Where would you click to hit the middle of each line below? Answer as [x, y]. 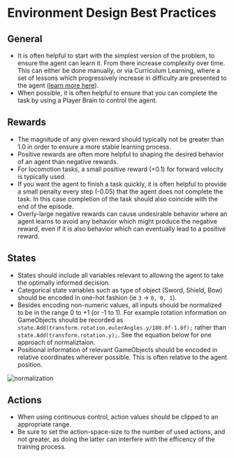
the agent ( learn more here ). [58, 85]
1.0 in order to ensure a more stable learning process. [94, 147]
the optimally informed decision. [64, 283]
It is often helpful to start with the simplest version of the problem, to [116, 55]
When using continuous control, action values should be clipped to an [118, 417]
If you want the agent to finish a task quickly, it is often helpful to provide [122, 184]
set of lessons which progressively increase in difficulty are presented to [122, 78]
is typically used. [42, 176]
